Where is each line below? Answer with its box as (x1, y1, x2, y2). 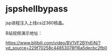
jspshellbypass (5, 3, 68, 14)
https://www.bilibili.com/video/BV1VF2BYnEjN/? (5, 40, 101, 45)
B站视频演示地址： (5, 30, 43, 36)
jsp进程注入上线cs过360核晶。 (5, 20, 67, 26)
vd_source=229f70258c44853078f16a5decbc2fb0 (5, 45, 107, 51)
